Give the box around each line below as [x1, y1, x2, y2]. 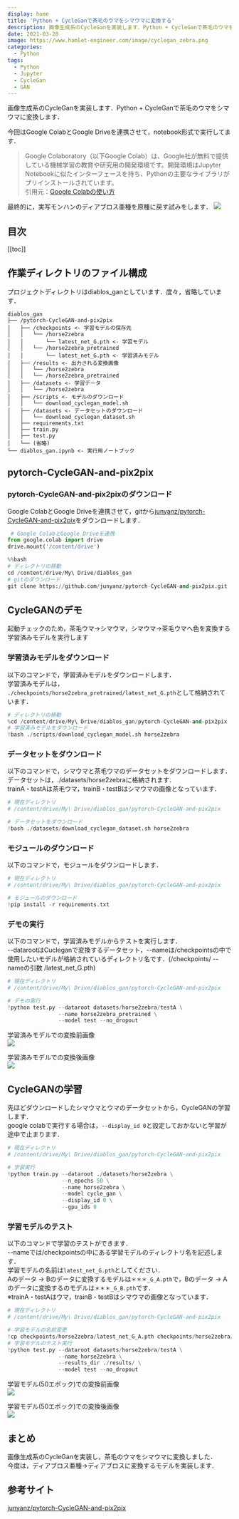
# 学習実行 [7, 1163, 36, 1171]
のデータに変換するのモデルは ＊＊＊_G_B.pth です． [7, 1284, 155, 1292]
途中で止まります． [7, 1130, 64, 1139]
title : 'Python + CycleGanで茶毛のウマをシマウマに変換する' [7, 17, 176, 24]
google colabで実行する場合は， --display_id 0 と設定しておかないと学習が [7, 1121, 228, 1130]
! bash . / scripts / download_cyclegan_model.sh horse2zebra [7, 731, 180, 738]
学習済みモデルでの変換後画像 [7, 1053, 95, 1062]
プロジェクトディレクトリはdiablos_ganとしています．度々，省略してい [7, 287, 216, 296]
